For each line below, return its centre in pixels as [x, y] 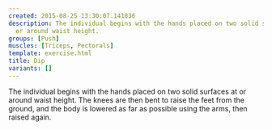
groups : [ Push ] [34, 38]
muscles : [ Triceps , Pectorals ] [61, 46]
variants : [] [30, 69]
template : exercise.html [50, 53]
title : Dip [27, 61]
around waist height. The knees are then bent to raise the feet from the [127, 100]
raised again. [30, 117]
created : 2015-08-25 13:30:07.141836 [72, 16]
